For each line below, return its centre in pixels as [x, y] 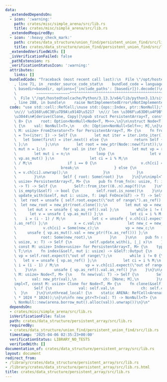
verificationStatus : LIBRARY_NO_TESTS [50, 340]
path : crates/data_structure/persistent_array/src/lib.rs [71, 321]
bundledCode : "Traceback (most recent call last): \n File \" [75, 79]
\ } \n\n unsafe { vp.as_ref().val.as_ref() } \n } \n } [84, 270]
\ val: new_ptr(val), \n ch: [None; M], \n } [86, 279]
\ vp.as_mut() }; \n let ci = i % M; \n [71, 158]
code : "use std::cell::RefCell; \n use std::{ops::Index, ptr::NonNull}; [85, 107]
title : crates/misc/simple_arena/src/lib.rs [61, 28]
